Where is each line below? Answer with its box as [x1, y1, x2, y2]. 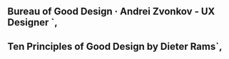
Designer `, [7, 17, 58, 29]
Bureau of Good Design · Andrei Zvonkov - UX [7, 6, 215, 18]
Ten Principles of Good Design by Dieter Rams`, [7, 40, 223, 52]
